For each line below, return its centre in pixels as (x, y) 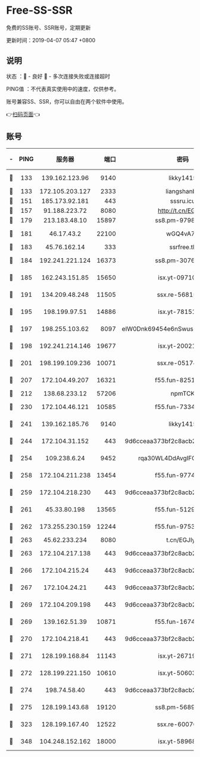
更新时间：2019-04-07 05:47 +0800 (51, 40)
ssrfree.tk (183, 247)
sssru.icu (183, 201)
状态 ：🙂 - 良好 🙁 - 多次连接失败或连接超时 (58, 76)
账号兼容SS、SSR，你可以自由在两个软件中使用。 (67, 101)
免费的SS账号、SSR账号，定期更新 (49, 27)
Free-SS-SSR (39, 10)
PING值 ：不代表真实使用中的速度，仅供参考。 (63, 89)
